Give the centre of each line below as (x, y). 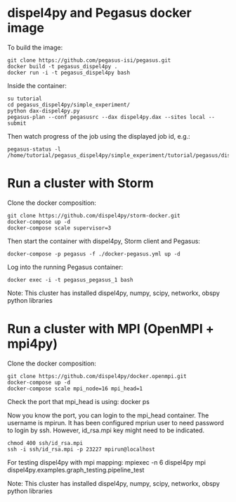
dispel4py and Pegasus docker (99, 13)
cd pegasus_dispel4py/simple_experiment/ (69, 105)
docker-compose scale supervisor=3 (59, 228)
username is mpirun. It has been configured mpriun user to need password (116, 422)
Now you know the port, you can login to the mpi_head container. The (108, 415)
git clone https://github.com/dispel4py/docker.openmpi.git (97, 376)
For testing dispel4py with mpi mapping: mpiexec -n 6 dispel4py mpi (106, 462)
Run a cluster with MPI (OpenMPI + (111, 329)
